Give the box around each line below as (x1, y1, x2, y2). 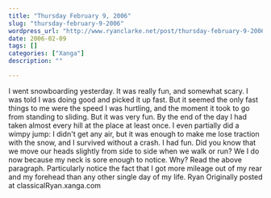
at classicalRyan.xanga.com (8, 180, 102, 190)
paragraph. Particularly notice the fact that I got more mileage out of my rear (8, 163, 262, 173)
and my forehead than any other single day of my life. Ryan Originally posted (8, 171, 264, 182)
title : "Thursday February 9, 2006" (8, 11, 131, 20)
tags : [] (8, 42, 38, 50)
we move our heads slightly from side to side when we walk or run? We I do (8, 146, 260, 156)
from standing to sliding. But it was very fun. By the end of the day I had (8, 112, 248, 121)
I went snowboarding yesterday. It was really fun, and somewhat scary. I (8, 86, 248, 95)
